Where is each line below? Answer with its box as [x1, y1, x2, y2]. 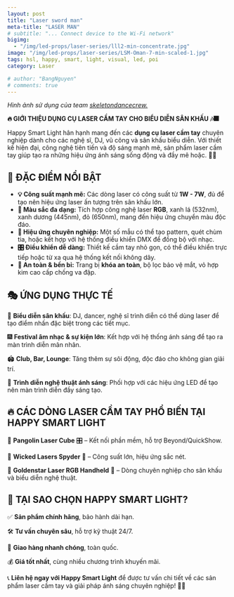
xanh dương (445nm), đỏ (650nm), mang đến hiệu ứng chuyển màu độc [17, 213, 226, 221]
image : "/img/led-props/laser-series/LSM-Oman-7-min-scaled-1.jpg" [7, 50, 209, 57]
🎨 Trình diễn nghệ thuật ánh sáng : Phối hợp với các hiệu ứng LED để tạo [7, 379, 219, 386]
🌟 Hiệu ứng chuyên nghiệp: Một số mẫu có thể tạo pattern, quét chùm [17, 228, 223, 236]
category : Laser [7, 63, 55, 70]
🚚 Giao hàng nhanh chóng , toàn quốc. [7, 543, 119, 551]
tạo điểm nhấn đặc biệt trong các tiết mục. [7, 319, 131, 327]
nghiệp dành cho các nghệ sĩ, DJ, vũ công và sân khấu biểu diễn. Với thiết [7, 136, 221, 145]
